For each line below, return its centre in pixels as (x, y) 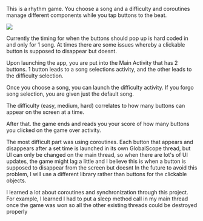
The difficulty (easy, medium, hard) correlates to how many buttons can (96, 106)
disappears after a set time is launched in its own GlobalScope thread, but (98, 148)
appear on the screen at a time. (45, 112)
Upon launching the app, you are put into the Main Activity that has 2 (92, 63)
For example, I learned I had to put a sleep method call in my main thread (97, 199)
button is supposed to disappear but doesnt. (62, 51)
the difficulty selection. (35, 76)
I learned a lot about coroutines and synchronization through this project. (98, 192)
